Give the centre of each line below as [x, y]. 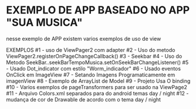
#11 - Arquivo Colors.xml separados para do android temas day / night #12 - [97, 93]
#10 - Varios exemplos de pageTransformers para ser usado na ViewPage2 [97, 87]
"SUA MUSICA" [45, 22]
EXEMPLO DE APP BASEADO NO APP [98, 10]
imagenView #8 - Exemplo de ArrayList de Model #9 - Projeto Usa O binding [98, 81]
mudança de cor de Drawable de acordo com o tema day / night [84, 99]
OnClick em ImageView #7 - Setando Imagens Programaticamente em [91, 75]
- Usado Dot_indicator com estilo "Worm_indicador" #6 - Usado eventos [93, 68]
